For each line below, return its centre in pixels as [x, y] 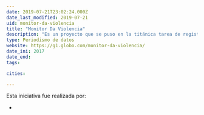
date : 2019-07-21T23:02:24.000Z [47, 12]
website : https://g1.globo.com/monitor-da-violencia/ [76, 46]
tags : [13, 62]
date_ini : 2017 [25, 51]
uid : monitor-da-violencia [40, 23]
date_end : [19, 57]
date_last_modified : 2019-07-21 [47, 18]
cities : [16, 73]
